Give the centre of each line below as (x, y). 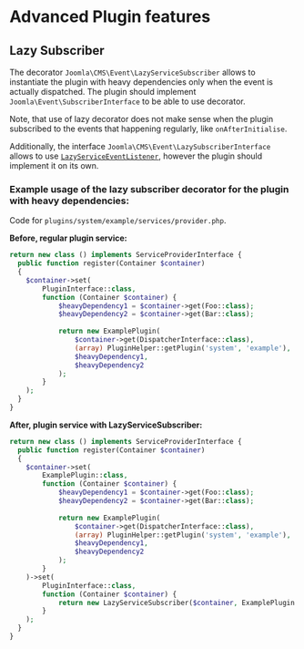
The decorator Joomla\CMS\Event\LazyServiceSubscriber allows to (133, 72)
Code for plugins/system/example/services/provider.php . (118, 221)
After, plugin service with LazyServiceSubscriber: (106, 425)
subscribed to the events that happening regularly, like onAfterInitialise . (148, 129)
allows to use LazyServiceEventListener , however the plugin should (136, 156)
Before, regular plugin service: (68, 238)
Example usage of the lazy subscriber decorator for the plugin (149, 189)
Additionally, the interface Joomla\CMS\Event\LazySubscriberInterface (140, 146)
